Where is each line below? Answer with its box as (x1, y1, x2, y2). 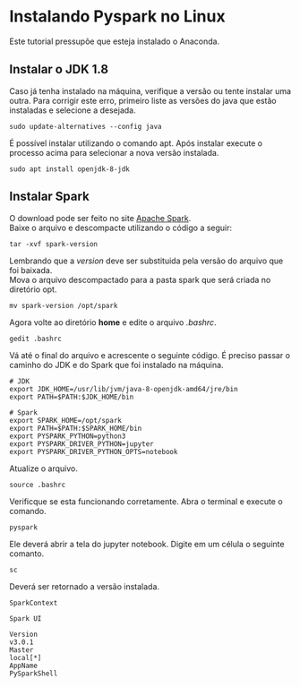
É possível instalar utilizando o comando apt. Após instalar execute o (9, 137, 262, 149)
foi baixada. (9, 264, 53, 275)
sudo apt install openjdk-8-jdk (9, 164, 130, 174)
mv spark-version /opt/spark (9, 301, 118, 310)
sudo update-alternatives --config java (9, 122, 163, 131)
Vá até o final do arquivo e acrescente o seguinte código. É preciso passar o (9, 349, 291, 360)
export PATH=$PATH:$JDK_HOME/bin (9, 392, 134, 401)
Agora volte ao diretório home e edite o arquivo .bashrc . (9, 316, 217, 328)
